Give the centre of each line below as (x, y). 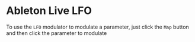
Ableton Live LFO (49, 11)
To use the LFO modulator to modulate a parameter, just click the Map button (98, 27)
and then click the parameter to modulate (57, 33)
